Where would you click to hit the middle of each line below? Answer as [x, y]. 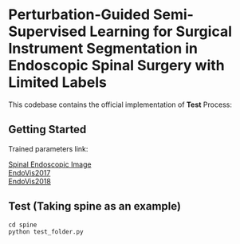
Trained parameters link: [48, 148]
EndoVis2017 [30, 172]
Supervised [47, 31]
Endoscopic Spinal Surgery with [116, 66]
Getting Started [47, 130]
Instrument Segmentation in [103, 49]
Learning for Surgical [161, 31]
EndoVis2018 [30, 181]
